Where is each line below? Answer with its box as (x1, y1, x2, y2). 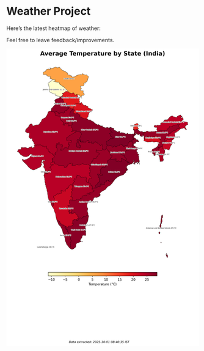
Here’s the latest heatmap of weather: (6, 24, 101, 32)
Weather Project (6, 4, 91, 18)
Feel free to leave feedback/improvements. (6, 36, 115, 43)
